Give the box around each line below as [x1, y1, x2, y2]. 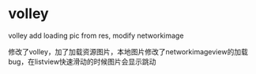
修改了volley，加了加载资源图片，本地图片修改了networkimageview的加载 [8, 46, 249, 56]
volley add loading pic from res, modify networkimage [8, 31, 184, 40]
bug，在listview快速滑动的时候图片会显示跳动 [8, 57, 156, 66]
